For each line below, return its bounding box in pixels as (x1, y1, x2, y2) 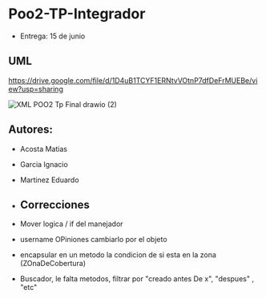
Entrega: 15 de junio (19, 31, 86, 41)
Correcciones (19, 197, 91, 212)
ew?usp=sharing (8, 84, 64, 93)
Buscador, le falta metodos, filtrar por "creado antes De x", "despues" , (19, 274, 255, 284)
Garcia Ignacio (19, 159, 68, 169)
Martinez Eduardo (19, 175, 79, 185)
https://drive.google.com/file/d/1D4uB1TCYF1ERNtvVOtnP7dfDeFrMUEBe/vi (8, 75, 258, 85)
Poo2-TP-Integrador (8, 5, 146, 23)
